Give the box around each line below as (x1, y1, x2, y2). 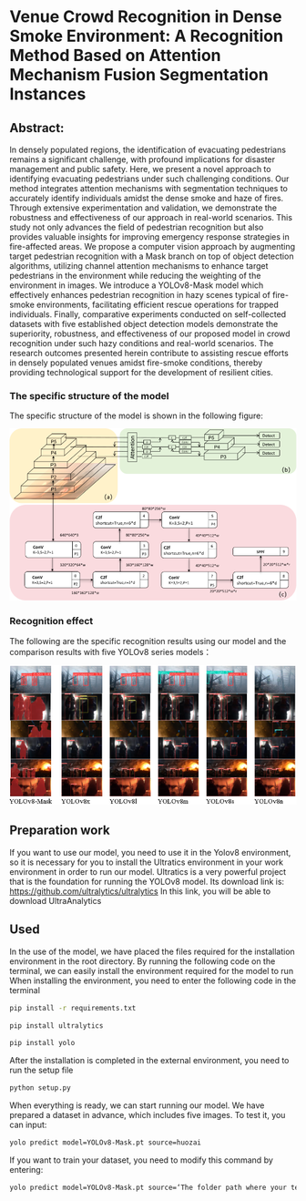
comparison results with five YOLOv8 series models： (9, 646, 212, 657)
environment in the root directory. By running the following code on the (9, 955, 276, 967)
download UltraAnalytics (9, 895, 102, 906)
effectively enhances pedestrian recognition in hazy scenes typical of (9, 290, 270, 300)
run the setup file (9, 1064, 74, 1076)
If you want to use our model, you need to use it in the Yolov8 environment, (9, 847, 291, 857)
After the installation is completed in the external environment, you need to (9, 1055, 290, 1066)
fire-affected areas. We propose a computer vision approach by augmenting (9, 241, 296, 251)
